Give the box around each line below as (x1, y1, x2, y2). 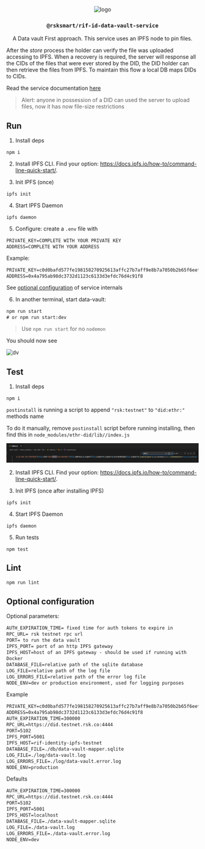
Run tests (15, 534, 40, 541)
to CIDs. (6, 73, 27, 80)
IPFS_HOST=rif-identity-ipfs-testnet (6, 740, 103, 746)
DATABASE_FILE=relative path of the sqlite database (6, 662, 143, 668)
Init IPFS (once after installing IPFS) (15, 487, 104, 494)
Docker (6, 656, 23, 662)
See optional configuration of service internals (6, 284, 123, 292)
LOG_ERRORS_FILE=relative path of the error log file (6, 674, 146, 680)
